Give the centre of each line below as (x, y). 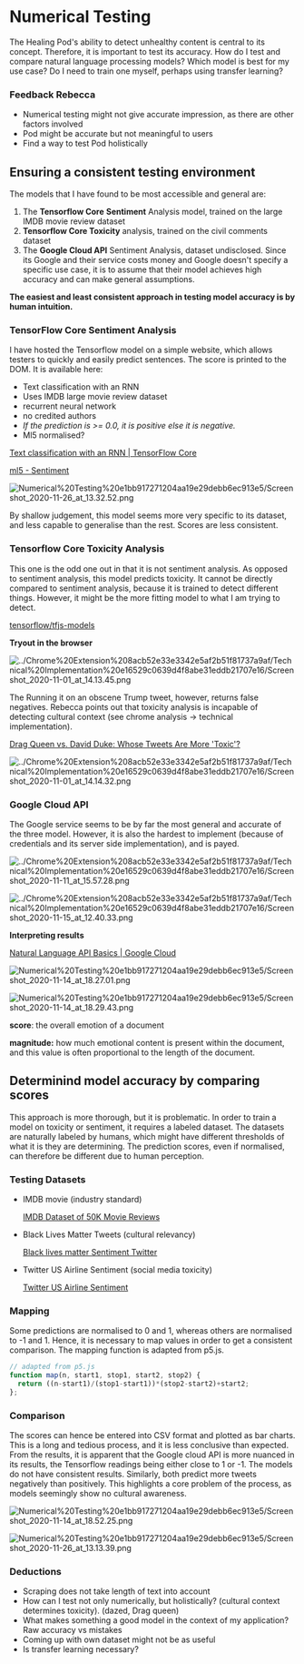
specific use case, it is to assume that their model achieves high (142, 269)
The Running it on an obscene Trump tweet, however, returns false (134, 697)
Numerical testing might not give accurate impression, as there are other (158, 115)
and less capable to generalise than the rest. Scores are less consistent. (144, 525)
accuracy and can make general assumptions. (108, 279)
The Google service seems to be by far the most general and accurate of (146, 824)
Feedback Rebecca (53, 95)
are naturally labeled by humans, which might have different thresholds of (147, 1136)
